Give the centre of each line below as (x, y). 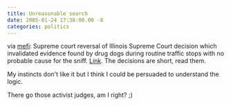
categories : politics (38, 26)
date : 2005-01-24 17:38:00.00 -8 (55, 20)
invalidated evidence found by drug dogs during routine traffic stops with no (116, 53)
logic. (15, 82)
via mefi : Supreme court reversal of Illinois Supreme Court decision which (112, 46)
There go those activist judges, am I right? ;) (70, 95)
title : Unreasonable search (48, 14)
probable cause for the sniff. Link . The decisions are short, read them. (107, 61)
